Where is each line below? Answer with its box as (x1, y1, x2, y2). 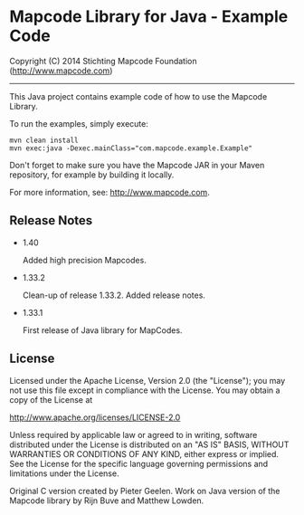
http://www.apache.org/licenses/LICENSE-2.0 (9, 412, 181, 423)
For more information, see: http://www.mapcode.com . (9, 186, 210, 197)
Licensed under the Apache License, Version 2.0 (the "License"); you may (9, 375, 286, 386)
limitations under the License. (9, 468, 119, 479)
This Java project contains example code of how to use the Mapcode (9, 91, 268, 101)
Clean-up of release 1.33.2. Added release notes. (22, 290, 206, 300)
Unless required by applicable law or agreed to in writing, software (9, 429, 258, 440)
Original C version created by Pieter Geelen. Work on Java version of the (9, 485, 280, 496)
